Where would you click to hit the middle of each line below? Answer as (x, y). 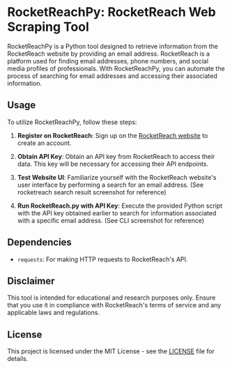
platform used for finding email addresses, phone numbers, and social (108, 61)
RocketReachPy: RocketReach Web (111, 12)
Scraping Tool (48, 27)
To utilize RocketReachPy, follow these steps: (72, 122)
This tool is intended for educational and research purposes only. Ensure (111, 298)
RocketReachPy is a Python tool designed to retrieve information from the (113, 46)
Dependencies (39, 242)
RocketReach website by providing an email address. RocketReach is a (109, 54)
